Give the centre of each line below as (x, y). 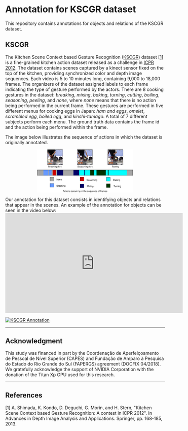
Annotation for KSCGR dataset (71, 9)
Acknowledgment (34, 341)
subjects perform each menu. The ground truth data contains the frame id (82, 122)
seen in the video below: (31, 210)
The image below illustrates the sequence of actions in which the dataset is (84, 137)
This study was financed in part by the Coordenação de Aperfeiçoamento (82, 353)
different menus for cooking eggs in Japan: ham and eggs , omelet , (75, 111)
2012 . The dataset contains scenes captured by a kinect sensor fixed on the (84, 68)
